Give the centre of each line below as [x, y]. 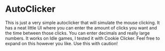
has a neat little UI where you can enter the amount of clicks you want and [81, 27]
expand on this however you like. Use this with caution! [62, 43]
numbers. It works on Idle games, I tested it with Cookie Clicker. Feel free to [82, 38]
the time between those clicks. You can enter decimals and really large [78, 33]
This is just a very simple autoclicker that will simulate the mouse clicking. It [82, 23]
